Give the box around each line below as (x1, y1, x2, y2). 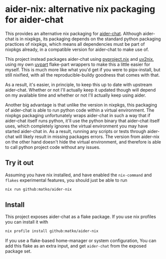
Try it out (5, 158, 34, 167)
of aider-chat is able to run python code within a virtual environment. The (5, 107, 155, 113)
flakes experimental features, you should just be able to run (5, 177, 128, 183)
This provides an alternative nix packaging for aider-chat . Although (5, 30, 142, 36)
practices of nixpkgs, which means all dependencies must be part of (5, 41, 145, 47)
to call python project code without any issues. (5, 144, 101, 150)
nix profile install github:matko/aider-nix (5, 229, 99, 234)
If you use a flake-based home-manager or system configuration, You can (5, 238, 157, 244)
